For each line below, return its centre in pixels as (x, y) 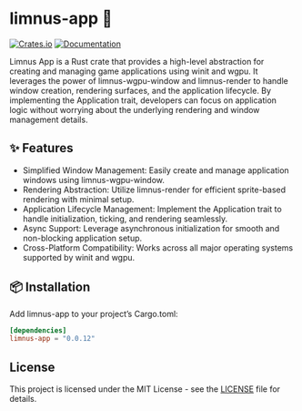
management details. (49, 119)
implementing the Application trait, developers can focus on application (143, 100)
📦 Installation (50, 288)
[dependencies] (38, 330)
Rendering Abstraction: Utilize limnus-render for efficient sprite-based (154, 190)
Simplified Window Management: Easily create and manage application (156, 170)
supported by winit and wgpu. (79, 257)
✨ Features (41, 148)
